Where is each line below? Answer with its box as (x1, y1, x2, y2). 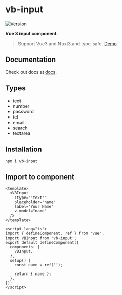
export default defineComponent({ (5, 240, 79, 245)
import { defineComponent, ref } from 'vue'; (5, 231, 104, 237)
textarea (12, 130, 31, 136)
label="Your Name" (14, 204, 54, 209)
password (12, 108, 34, 114)
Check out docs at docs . (5, 69, 57, 75)
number (12, 103, 30, 109)
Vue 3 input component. (5, 30, 58, 36)
